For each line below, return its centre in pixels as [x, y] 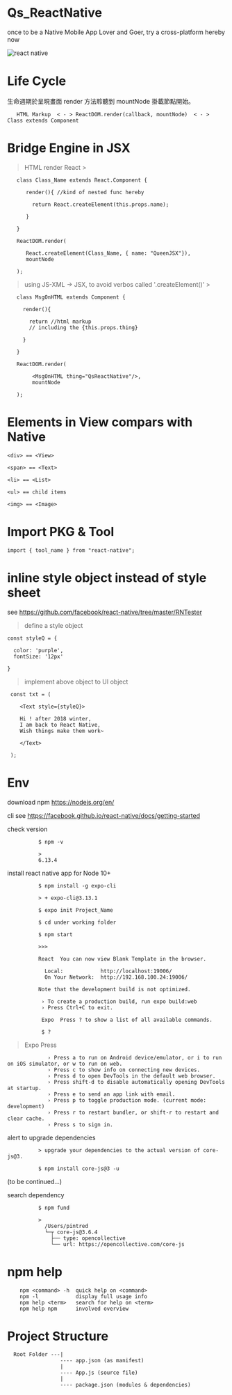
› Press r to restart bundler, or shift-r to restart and [133, 1112]
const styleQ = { [32, 638]
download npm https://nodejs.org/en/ [61, 802]
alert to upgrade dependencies [51, 1137]
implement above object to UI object [76, 681]
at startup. [24, 1088]
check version [27, 829]
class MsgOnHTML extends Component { [71, 297]
